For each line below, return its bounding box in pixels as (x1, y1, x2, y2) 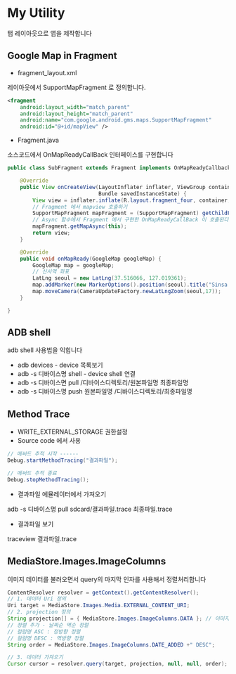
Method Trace (7, 408, 70, 420)
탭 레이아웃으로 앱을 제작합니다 (7, 29, 93, 37)
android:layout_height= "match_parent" (20, 110, 133, 117)
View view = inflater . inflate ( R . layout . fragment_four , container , (32, 197, 231, 204)
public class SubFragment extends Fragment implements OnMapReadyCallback (7, 164, 231, 171)
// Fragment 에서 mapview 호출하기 (32, 203, 128, 210)
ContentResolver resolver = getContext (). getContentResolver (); (7, 589, 199, 596)
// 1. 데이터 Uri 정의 (7, 595, 67, 602)
